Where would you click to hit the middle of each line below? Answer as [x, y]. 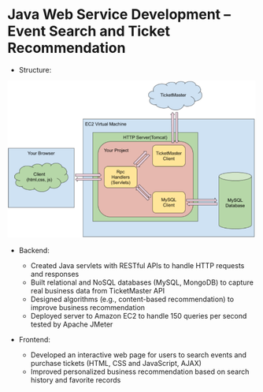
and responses [55, 274]
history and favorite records [76, 380]
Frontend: [34, 340]
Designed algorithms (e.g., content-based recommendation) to [132, 299]
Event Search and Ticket [89, 31]
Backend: [34, 251]
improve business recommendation [88, 308]
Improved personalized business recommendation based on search [140, 371]
